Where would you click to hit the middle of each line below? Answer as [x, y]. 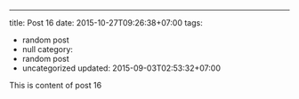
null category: [48, 49]
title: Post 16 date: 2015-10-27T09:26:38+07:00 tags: [106, 23]
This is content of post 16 [56, 85]
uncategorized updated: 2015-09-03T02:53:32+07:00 [121, 68]
